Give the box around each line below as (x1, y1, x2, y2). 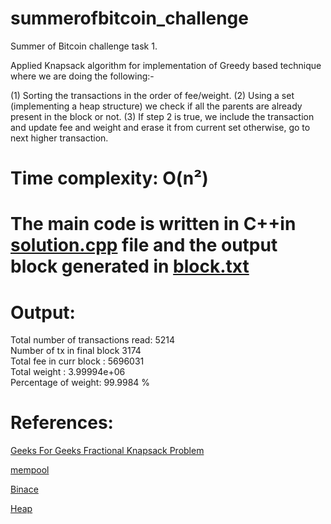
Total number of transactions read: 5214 (10, 334, 175, 346)
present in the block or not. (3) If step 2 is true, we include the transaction (10, 110, 315, 122)
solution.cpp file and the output (10, 234, 278, 257)
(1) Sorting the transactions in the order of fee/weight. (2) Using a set (10, 89, 295, 101)
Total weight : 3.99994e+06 (10, 366, 126, 378)
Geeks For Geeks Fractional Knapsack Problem (10, 445, 205, 457)
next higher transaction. (10, 132, 109, 144)
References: (10, 412, 114, 434)
